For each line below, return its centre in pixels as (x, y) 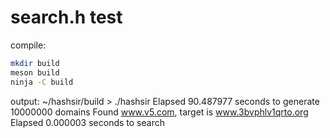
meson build (35, 72)
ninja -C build (42, 82)
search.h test (66, 17)
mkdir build (35, 63)
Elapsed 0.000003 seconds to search (87, 122)
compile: (28, 45)
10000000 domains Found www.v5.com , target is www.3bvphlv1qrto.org (159, 112)
